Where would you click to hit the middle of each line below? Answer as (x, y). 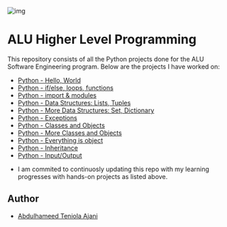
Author (23, 199)
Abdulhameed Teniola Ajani (57, 216)
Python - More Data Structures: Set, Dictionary (86, 110)
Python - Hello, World (49, 80)
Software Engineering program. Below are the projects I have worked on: (113, 66)
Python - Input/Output (50, 155)
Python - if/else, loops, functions (65, 88)
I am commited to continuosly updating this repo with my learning (113, 169)
